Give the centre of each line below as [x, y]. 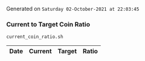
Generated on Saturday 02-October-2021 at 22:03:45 [73, 9]
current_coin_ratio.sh [35, 37]
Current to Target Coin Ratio [48, 24]
